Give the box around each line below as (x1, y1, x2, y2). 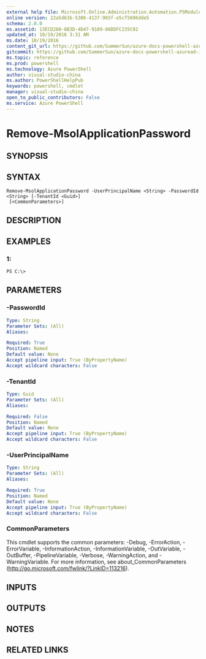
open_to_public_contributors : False (6, 94, 100, 101)
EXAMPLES (6, 236, 51, 246)
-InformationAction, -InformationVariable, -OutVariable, (42, 545, 182, 552)
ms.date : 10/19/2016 (6, 37, 59, 44)
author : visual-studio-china (6, 72, 81, 78)
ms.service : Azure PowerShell (6, 100, 84, 106)
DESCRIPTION (6, 215, 61, 226)
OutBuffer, (6, 551, 32, 558)
